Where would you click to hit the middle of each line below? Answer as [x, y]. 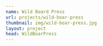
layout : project [26, 28]
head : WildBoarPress [31, 34]
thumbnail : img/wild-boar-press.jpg [51, 23]
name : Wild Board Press [35, 12]
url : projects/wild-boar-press [45, 17]
